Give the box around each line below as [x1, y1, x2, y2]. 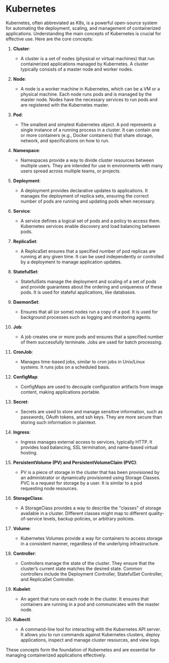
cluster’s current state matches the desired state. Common [20, 565, 142, 572]
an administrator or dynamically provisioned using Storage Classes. [20, 475, 160, 481]
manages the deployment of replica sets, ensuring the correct [20, 193, 149, 199]
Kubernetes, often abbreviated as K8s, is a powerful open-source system [6, 20, 157, 26]
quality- [148, 510, 164, 516]
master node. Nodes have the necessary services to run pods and [20, 97, 158, 103]
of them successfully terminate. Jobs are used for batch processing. [20, 339, 162, 345]
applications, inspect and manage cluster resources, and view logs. [20, 637, 160, 643]
